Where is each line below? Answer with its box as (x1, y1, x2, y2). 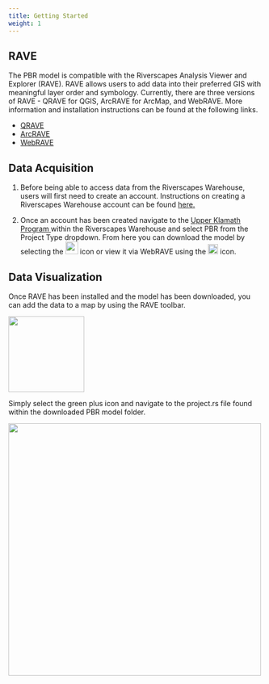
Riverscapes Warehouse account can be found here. (19, 199, 195, 210)
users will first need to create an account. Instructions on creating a (19, 191, 246, 201)
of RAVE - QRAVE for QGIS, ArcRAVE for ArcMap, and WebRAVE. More (8, 96, 243, 106)
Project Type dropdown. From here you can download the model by (19, 233, 245, 242)
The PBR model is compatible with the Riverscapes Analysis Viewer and (8, 70, 248, 81)
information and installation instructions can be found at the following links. (8, 105, 258, 115)
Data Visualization (8, 270, 103, 283)
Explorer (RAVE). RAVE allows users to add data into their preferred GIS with (8, 79, 261, 89)
